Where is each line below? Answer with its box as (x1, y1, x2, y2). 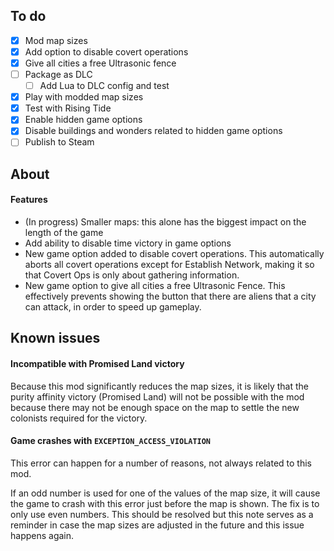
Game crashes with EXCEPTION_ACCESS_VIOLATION (10, 435, 212, 447)
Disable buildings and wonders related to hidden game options (24, 125, 283, 137)
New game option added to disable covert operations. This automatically (24, 248, 325, 260)
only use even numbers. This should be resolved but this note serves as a (10, 508, 314, 520)
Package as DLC (24, 69, 93, 80)
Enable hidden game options (24, 114, 143, 126)
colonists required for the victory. (10, 412, 148, 424)
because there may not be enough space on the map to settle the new (10, 401, 300, 413)
